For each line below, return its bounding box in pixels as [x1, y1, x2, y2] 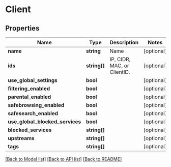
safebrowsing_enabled [8, 102, 65, 108]
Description [109, 39, 139, 46]
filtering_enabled [8, 85, 50, 92]
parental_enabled [8, 93, 51, 100]
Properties [5, 24, 40, 33]
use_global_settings [8, 77, 58, 83]
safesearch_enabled [8, 110, 59, 117]
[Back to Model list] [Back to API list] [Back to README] [5, 156, 122, 162]
